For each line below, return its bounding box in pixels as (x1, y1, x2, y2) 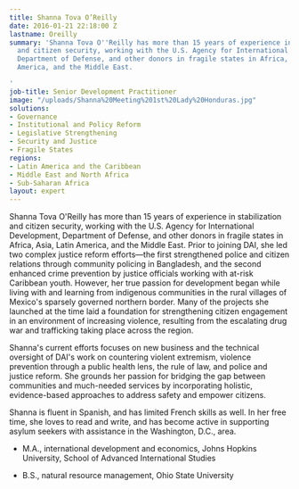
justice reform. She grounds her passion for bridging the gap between (9, 371, 266, 382)
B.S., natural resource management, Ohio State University (21, 470, 234, 481)
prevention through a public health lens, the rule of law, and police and (9, 361, 268, 372)
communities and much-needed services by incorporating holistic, (9, 380, 254, 391)
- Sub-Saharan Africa (9, 178, 90, 187)
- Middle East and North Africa (9, 170, 129, 179)
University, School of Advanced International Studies (21, 452, 216, 464)
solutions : (9, 104, 50, 112)
